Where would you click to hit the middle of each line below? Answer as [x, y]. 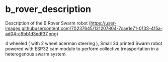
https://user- [103, 23]
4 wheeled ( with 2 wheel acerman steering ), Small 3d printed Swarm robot [84, 43]
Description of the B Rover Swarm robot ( [48, 23]
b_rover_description [48, 9]
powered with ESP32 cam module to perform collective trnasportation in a [82, 48]
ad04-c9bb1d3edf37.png [31, 33]
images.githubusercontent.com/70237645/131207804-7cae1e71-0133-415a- [84, 28]
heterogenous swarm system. [36, 54]
